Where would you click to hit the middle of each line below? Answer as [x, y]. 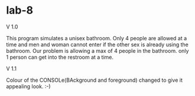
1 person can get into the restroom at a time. [60, 57]
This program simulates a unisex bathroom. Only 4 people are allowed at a [97, 38]
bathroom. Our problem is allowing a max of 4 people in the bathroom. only [97, 50]
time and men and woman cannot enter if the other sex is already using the [97, 44]
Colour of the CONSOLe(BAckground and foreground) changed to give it [95, 80]
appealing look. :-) [29, 86]
